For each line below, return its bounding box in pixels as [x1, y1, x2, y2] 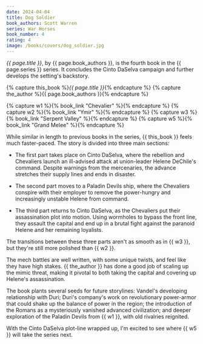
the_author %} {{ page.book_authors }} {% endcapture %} [6, 90, 149, 98]
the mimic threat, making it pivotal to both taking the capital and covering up [6, 269, 197, 276]
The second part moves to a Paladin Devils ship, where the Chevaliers [15, 182, 190, 190]
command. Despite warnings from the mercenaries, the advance [15, 164, 176, 171]
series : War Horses [6, 25, 56, 32]
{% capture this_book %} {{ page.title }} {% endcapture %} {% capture [6, 84, 181, 91]
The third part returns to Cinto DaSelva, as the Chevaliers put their [15, 207, 181, 214]
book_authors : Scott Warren [6, 20, 78, 26]
